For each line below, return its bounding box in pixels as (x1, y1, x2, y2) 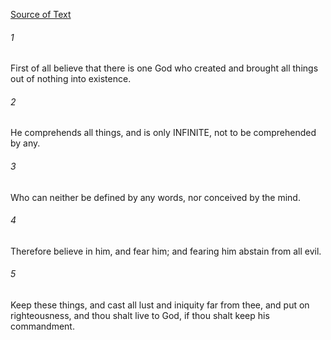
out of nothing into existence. (10, 73, 132, 85)
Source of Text (10, 9, 72, 20)
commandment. (10, 320, 75, 333)
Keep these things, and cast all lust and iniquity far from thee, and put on (10, 299, 310, 311)
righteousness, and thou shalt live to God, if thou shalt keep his (10, 310, 270, 322)
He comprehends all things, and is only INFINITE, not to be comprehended (10, 127, 317, 139)
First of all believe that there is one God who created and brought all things (10, 62, 319, 74)
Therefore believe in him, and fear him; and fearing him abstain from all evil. (10, 245, 322, 257)
